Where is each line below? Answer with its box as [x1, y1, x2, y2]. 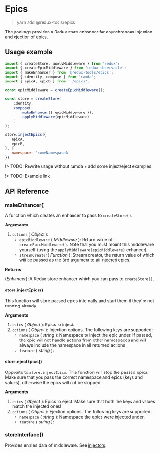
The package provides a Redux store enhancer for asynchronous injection [5, 29, 153, 34]
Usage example [5, 48, 53, 56]
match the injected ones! [12, 404, 62, 409]
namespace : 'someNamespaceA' [11, 150, 70, 155]
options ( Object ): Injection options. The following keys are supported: [12, 327, 153, 333]
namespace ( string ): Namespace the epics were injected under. [19, 414, 145, 420]
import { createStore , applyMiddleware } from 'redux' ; [5, 61, 120, 66]
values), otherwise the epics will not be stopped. [5, 380, 102, 386]
